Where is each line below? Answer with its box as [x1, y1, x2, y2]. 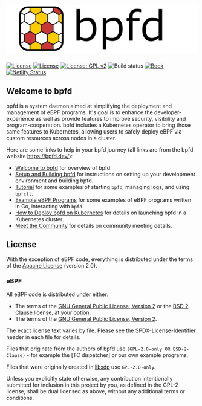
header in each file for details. [6, 333, 81, 340]
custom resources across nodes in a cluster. [6, 134, 117, 141]
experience [6, 115, 34, 122]
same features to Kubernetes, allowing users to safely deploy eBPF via [6, 127, 182, 135]
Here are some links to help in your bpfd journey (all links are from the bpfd [6, 146, 194, 153]
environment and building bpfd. [15, 177, 94, 184]
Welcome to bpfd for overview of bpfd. [15, 164, 112, 171]
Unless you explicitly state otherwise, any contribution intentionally [6, 375, 173, 382]
